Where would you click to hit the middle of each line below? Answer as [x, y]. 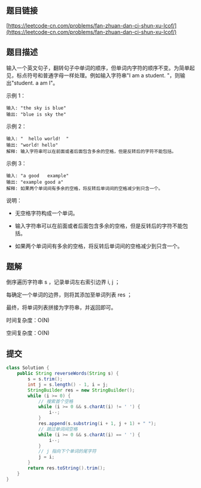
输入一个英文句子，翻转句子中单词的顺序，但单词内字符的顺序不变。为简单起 [100, 68]
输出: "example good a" [35, 182]
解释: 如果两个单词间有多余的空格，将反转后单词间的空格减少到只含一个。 [85, 188]
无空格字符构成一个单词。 [46, 213]
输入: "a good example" [37, 175]
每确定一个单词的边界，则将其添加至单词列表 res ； [69, 295]
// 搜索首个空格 [56, 401]
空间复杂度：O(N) [28, 333]
